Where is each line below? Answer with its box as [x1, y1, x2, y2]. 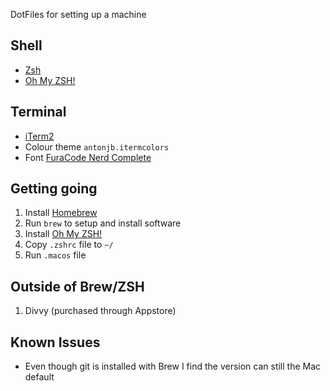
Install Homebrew [24, 207, 98, 219]
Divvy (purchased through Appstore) [24, 305, 177, 317]
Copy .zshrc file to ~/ [24, 239, 114, 251]
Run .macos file [24, 249, 87, 261]
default [24, 371, 55, 383]
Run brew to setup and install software [24, 217, 182, 229]
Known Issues [10, 334, 101, 351]
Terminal [10, 104, 67, 121]
